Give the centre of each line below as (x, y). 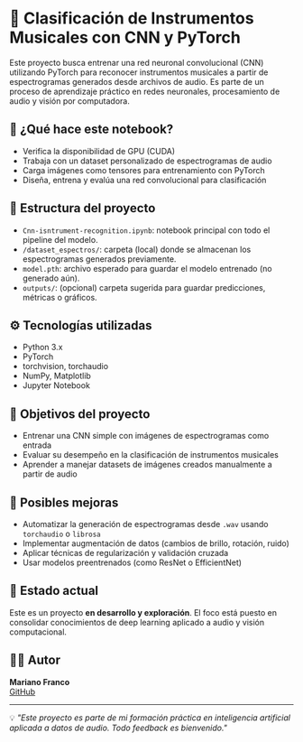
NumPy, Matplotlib (57, 376)
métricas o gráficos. (60, 297)
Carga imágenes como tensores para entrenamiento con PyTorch (143, 170)
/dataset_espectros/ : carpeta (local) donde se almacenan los (137, 249)
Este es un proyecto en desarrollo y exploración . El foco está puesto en (143, 612)
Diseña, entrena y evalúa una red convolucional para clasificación (144, 180)
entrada (37, 445)
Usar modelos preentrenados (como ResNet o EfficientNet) (132, 562)
